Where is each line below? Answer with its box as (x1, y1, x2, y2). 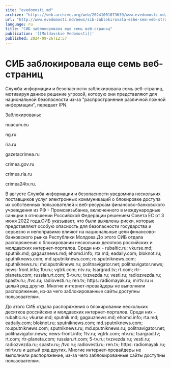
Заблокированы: (5, 112, 42, 118)
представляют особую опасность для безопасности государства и (5, 223, 152, 229)
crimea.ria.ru (5, 171, 32, 177)
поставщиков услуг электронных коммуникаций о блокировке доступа (5, 196, 161, 202)
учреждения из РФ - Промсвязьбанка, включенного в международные (5, 207, 161, 213)
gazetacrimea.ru (5, 151, 40, 157)
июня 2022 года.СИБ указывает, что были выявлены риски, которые (5, 218, 155, 224)
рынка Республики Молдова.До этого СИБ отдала (34, 234, 144, 240)
